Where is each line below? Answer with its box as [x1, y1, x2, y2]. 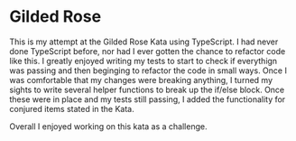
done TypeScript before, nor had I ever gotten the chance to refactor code [9, 45, 286, 56]
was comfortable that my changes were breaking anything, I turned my [9, 74, 273, 85]
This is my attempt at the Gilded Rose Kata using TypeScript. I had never [9, 36, 279, 47]
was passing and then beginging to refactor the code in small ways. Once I [9, 65, 287, 76]
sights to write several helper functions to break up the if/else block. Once [9, 84, 285, 95]
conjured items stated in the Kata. [9, 103, 135, 114]
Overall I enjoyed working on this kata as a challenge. [9, 120, 208, 132]
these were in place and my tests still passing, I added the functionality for [9, 93, 286, 105]
